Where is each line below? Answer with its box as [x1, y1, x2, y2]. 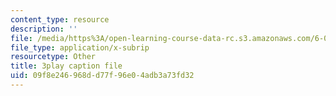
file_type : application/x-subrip [10, 42, 150, 53]
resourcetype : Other [10, 52, 97, 62]
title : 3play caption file [10, 61, 123, 71]
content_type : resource [10, 14, 110, 25]
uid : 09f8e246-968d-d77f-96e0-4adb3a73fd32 [10, 71, 195, 81]
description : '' [10, 24, 78, 34]
